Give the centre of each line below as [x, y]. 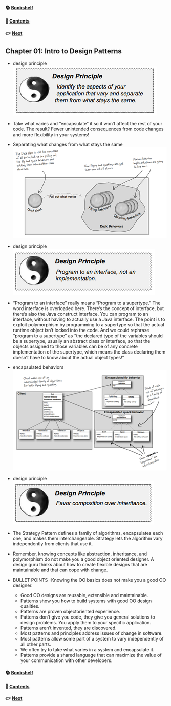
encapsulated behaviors [38, 367]
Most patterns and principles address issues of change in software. [91, 633]
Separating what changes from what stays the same [68, 144]
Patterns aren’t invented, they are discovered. [68, 628]
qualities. [30, 606]
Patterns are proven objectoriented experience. [70, 612]
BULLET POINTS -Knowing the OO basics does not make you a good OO [89, 580]
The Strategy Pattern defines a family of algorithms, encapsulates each [88, 533]
